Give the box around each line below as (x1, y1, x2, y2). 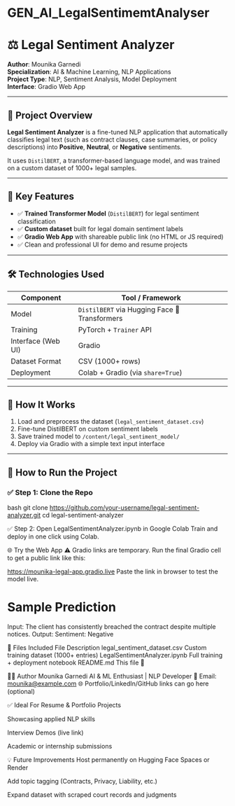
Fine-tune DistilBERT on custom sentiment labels (17, 425, 159, 433)
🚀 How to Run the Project (7, 466, 117, 478)
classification (17, 217, 56, 225)
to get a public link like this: (7, 554, 86, 562)
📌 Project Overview (7, 109, 93, 121)
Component (20, 293, 62, 303)
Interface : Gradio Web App (7, 83, 86, 91)
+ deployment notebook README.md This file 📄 (7, 658, 145, 667)
